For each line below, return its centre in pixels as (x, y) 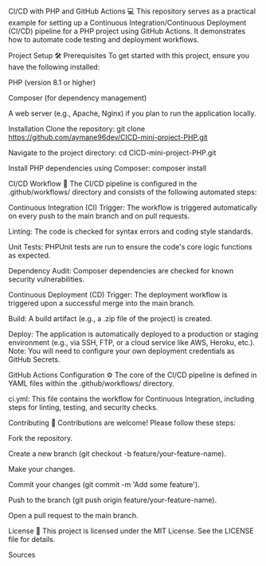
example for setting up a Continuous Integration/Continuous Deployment (127, 23)
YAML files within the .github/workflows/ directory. (92, 383)
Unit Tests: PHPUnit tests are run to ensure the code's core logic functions (130, 247)
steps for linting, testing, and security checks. (83, 407)
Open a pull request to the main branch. (73, 515)
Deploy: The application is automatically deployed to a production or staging (133, 334)
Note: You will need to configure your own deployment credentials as (121, 351)
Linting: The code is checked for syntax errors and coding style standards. (131, 231)
